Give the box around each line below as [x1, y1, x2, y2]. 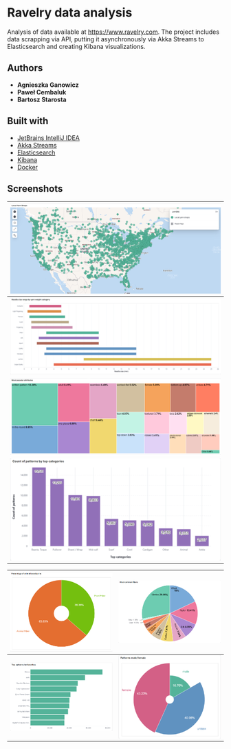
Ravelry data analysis [7, 5, 133, 21]
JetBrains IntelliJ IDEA [16, 133, 80, 142]
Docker [16, 163, 38, 171]
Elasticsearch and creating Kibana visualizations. [7, 42, 146, 50]
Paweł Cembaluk [16, 88, 67, 96]
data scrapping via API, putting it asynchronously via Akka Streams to [7, 34, 204, 43]
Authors [7, 62, 43, 74]
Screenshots [7, 183, 63, 194]
